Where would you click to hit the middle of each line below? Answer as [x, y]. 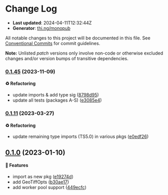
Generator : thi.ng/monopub [41, 28]
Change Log [31, 9]
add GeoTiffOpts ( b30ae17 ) [41, 182]
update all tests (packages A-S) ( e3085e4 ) [57, 100]
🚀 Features [17, 165]
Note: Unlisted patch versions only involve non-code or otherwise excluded [84, 53]
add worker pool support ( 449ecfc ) [50, 187]
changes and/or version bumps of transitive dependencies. [67, 58]
